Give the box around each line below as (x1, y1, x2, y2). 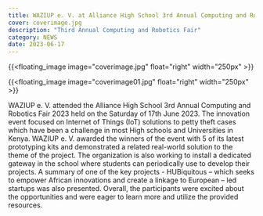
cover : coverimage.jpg (8, 19, 82, 27)
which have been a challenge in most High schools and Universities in (8, 126, 233, 135)
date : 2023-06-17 (8, 41, 65, 49)
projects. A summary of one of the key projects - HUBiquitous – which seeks (8, 167, 254, 177)
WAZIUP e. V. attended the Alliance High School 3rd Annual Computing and (8, 101, 251, 110)
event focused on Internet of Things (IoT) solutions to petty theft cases (8, 117, 236, 127)
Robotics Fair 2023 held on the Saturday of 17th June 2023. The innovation (8, 109, 250, 118)
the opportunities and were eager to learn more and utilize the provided (8, 193, 239, 202)
